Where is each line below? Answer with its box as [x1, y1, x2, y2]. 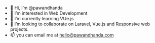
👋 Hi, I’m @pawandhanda [10, 5, 63, 11]
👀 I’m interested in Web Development [10, 10, 88, 16]
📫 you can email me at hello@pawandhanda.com [10, 32, 114, 38]
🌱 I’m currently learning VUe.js [10, 16, 74, 21]
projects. [10, 26, 29, 32]
